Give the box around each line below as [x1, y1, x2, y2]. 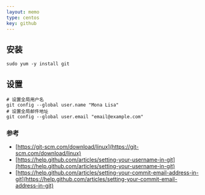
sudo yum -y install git [6, 61, 70, 67]
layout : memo [6, 9, 40, 15]
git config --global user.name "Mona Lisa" [6, 102, 119, 108]
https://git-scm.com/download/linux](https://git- [17, 143, 139, 151]
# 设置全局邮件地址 [6, 108, 49, 115]
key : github [6, 20, 37, 26]
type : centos [6, 15, 40, 21]
